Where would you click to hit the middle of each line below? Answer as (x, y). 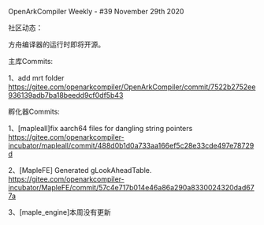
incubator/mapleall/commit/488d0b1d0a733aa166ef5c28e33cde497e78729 (131, 146)
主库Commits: (31, 61)
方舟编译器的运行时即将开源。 (56, 44)
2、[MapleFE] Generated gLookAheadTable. (80, 170)
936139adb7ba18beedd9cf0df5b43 (66, 95)
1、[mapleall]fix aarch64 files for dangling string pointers (100, 128)
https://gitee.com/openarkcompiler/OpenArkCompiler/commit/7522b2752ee (132, 87)
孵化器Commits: (34, 111)
